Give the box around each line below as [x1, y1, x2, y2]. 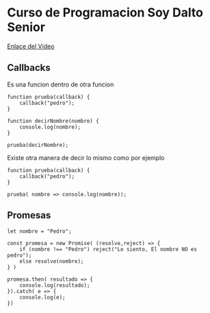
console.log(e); [19, 294, 66, 301]
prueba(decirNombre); [7, 141, 69, 148]
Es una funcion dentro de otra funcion [7, 80, 114, 89]
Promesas [7, 209, 51, 221]
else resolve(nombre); [19, 257, 84, 265]
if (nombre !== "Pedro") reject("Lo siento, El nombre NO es [19, 246, 197, 253]
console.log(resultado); [19, 281, 90, 289]
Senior [7, 19, 46, 35]
